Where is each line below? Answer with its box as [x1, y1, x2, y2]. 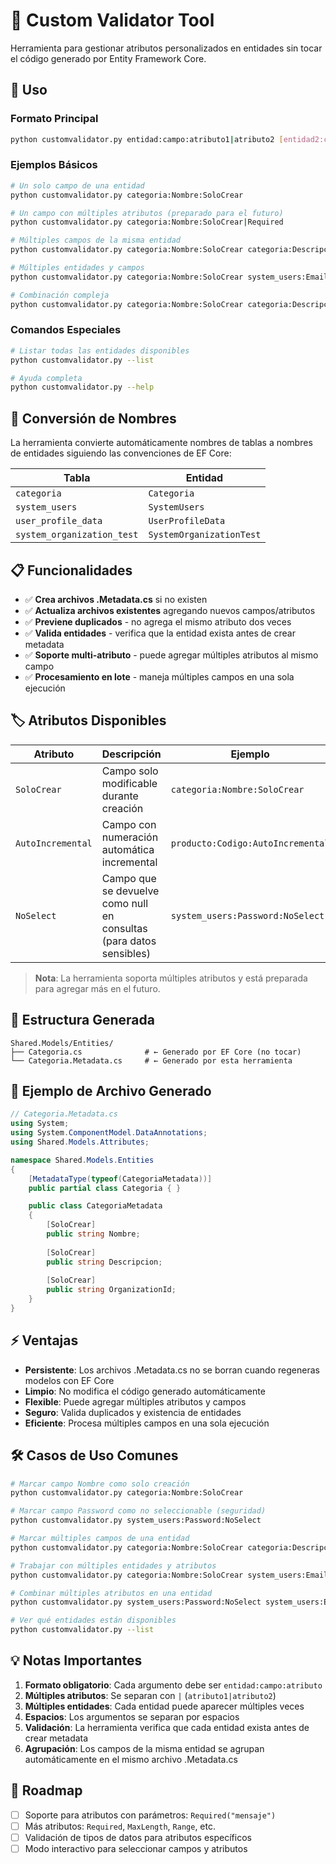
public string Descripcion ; [46, 1257, 163, 1267]
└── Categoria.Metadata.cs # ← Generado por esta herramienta [10, 1055, 293, 1066]
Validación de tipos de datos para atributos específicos [24, 1831, 252, 1843]
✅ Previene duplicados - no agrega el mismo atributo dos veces [24, 615, 292, 628]
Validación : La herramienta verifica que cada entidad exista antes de [24, 1721, 310, 1733]
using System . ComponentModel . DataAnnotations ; [10, 1128, 208, 1138]
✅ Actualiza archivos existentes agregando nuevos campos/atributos [24, 604, 316, 616]
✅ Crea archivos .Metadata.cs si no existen [24, 593, 208, 605]
